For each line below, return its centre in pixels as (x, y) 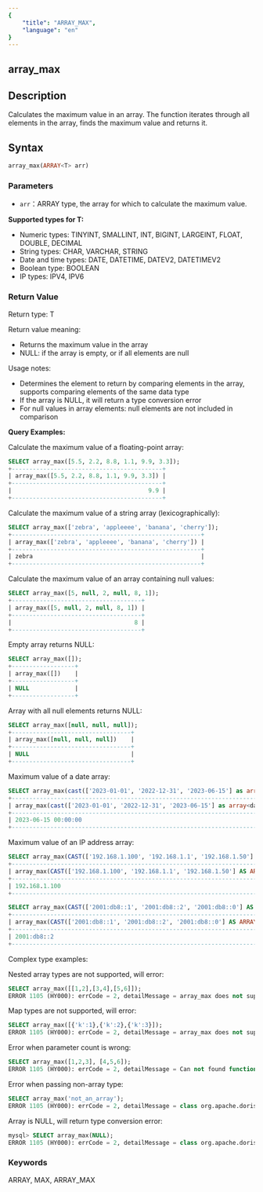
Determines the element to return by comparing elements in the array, (132, 383)
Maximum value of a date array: (59, 776)
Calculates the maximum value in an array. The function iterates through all (129, 115)
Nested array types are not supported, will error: (86, 974)
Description (37, 96)
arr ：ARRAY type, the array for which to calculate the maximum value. (133, 204)
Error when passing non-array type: (66, 1084)
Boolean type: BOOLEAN (59, 269)
